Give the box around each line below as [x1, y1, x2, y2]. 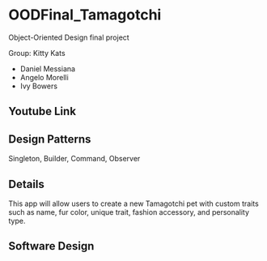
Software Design [8, 239, 95, 253]
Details [8, 177, 44, 191]
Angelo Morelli [19, 72, 69, 82]
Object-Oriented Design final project [8, 32, 129, 42]
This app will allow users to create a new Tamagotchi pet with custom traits [8, 199, 259, 208]
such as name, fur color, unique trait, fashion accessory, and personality [8, 207, 249, 216]
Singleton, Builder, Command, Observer [8, 154, 141, 164]
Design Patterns [8, 132, 91, 146]
